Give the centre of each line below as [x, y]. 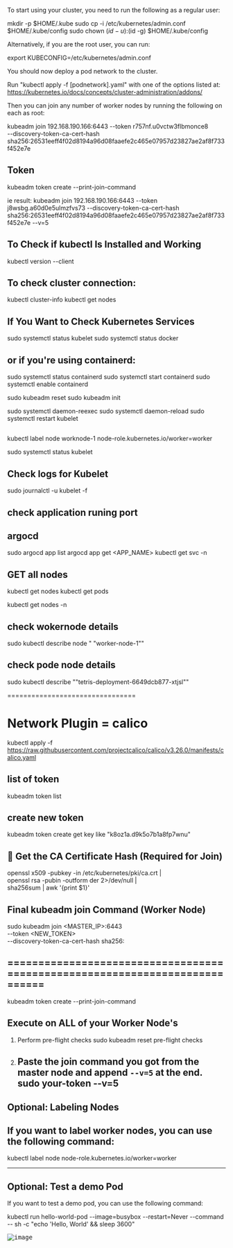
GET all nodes [37, 575]
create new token [46, 818]
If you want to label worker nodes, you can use [110, 1130]
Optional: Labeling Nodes [63, 1107]
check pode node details [61, 665]
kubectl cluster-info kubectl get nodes [62, 300]
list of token [33, 780]
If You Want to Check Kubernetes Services [101, 321]
